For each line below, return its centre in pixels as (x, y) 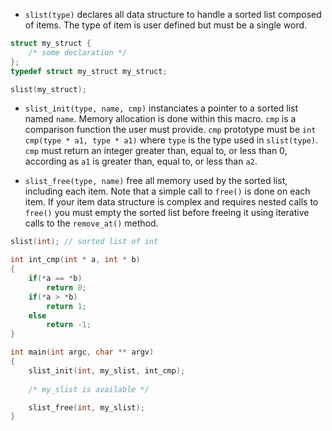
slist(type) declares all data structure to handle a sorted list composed (173, 14)
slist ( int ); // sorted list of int (84, 242)
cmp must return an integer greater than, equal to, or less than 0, (156, 151)
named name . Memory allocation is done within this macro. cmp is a (160, 119)
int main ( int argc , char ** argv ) (82, 352)
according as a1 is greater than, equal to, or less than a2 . (141, 161)
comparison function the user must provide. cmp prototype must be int (170, 130)
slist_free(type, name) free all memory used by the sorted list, (156, 181)
